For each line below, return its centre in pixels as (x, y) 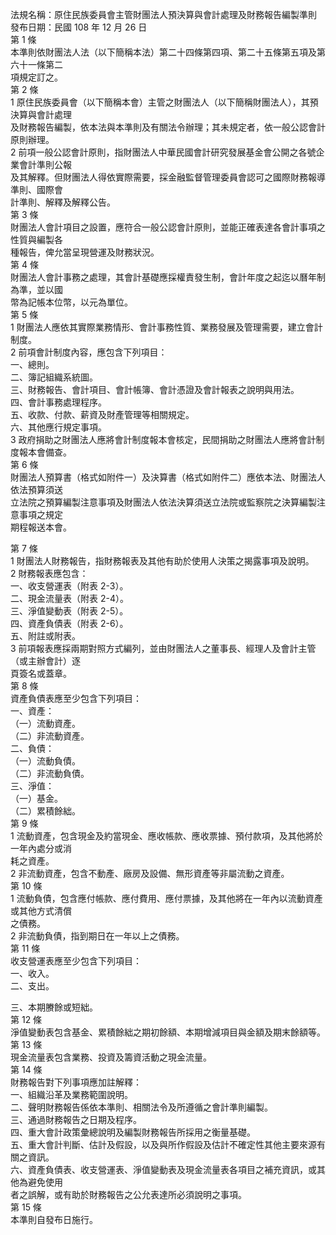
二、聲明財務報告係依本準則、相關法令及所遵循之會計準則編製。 (141, 1107)
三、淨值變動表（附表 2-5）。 (69, 611)
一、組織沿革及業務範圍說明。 (71, 1094)
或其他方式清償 (41, 911)
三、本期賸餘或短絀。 (54, 1007)
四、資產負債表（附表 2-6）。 (69, 623)
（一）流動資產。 (45, 723)
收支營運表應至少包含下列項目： (76, 961)
